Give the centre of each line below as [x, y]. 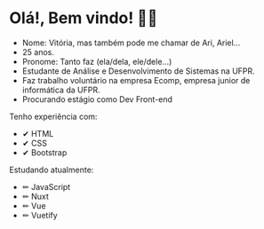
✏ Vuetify [40, 215]
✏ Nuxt [35, 196]
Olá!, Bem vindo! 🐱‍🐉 [84, 18]
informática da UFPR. [61, 90]
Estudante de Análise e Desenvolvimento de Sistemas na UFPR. [138, 71]
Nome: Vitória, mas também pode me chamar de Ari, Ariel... [131, 43]
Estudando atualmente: [52, 170]
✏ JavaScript [46, 186]
